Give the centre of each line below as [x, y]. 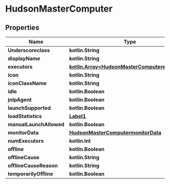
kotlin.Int [80, 141]
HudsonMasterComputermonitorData [115, 133]
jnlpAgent [20, 100]
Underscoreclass [29, 50]
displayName [24, 59]
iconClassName [27, 83]
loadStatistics [25, 116]
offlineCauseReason [33, 165]
